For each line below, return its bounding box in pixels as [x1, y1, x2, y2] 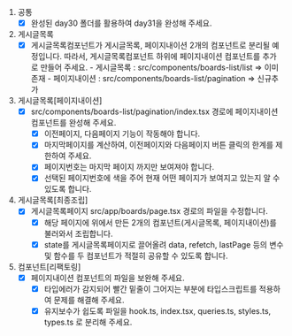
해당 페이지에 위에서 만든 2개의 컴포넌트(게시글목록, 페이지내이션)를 [43, 217, 277, 227]
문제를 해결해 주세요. [53, 294, 126, 305]
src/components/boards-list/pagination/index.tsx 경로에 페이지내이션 [30, 106, 279, 117]
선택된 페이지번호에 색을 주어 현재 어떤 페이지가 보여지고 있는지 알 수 [43, 172, 280, 183]
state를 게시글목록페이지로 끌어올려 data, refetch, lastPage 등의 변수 [43, 239, 284, 249]
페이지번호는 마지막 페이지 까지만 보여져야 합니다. [43, 162, 215, 172]
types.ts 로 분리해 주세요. [43, 317, 133, 327]
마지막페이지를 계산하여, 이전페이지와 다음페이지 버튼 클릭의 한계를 [43, 140, 274, 150]
